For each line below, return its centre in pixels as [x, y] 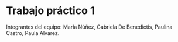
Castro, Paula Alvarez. [33, 33]
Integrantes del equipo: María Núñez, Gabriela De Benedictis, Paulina [89, 27]
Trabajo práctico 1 [50, 11]
